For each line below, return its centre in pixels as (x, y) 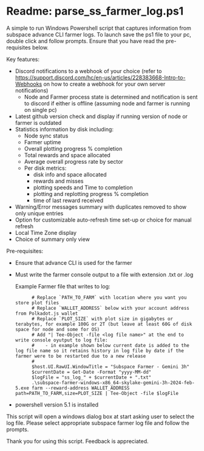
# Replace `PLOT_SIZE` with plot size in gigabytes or (102, 319)
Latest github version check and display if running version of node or (101, 116)
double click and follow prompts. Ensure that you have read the (85, 41)
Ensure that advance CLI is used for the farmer (73, 262)
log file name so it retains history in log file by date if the (99, 351)
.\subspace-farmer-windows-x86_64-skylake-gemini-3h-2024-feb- (113, 383)
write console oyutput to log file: (61, 340)
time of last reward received (68, 200)
